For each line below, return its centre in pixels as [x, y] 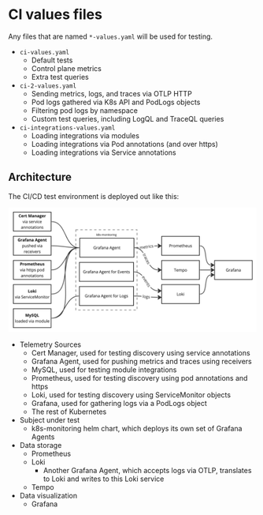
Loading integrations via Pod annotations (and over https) [125, 144]
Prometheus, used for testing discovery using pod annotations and [139, 378]
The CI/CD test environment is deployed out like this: [94, 196]
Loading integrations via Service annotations [104, 152]
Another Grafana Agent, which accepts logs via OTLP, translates [147, 470]
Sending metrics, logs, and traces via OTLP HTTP [112, 93]
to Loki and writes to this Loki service [104, 479]
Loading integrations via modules [85, 135]
